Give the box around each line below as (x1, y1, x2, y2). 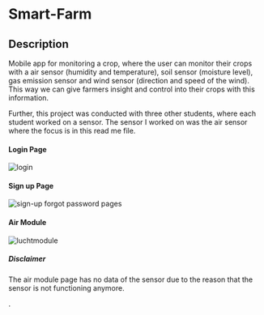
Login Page (8, 144, 47, 154)
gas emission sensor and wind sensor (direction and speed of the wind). (8, 76, 249, 85)
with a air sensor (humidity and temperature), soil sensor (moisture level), (8, 67, 253, 77)
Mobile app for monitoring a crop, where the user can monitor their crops (8, 58, 253, 68)
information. (8, 93, 49, 102)
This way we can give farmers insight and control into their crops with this (8, 84, 255, 94)
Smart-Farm (8, 5, 92, 23)
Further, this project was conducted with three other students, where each (8, 109, 257, 118)
